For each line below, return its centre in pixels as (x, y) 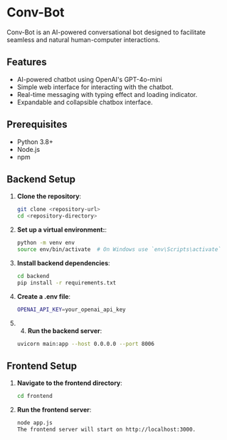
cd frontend (35, 396)
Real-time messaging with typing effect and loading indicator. (107, 94)
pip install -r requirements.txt (67, 282)
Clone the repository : (49, 196)
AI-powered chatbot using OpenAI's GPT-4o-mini (90, 79)
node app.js (35, 423)
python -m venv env (46, 243)
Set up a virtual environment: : (62, 230)
